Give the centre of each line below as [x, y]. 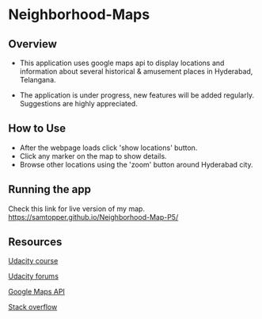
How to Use [37, 129]
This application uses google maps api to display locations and [122, 63]
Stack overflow [33, 307]
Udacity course [33, 261]
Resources [35, 242]
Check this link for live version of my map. [76, 209]
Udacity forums [34, 276]
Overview [33, 44]
